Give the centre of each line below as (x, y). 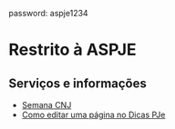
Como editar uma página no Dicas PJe (93, 114)
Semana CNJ (46, 105)
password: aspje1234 (48, 13)
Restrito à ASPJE (73, 50)
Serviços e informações (77, 83)
